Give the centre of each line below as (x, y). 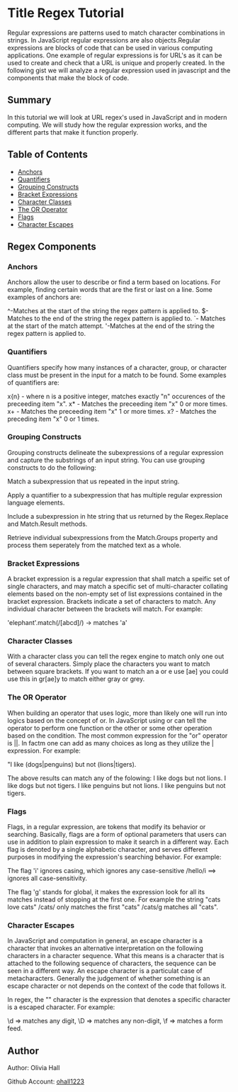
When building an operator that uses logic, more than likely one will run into (118, 713)
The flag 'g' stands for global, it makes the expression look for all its (106, 892)
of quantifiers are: (33, 382)
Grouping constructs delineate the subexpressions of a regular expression (115, 452)
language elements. (36, 502)
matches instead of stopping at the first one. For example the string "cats (114, 900)
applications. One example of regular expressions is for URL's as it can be (115, 55)
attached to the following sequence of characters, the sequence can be (112, 963)
